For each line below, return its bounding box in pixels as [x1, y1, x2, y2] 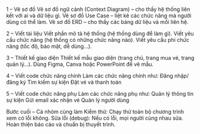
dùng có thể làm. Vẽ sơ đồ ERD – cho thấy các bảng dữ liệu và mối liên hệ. [6, 19, 189, 25]
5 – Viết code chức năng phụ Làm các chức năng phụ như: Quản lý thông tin [6, 90, 194, 97]
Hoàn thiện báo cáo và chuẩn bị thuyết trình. [6, 121, 116, 128]
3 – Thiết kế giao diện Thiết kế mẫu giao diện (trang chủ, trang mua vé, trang [6, 54, 195, 61]
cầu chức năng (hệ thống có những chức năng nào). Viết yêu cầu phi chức [6, 36, 190, 43]
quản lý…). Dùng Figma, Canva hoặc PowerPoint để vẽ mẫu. [6, 60, 154, 68]
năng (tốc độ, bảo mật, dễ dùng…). [6, 42, 92, 50]
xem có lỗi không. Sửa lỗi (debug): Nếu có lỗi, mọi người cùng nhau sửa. [6, 114, 183, 121]
